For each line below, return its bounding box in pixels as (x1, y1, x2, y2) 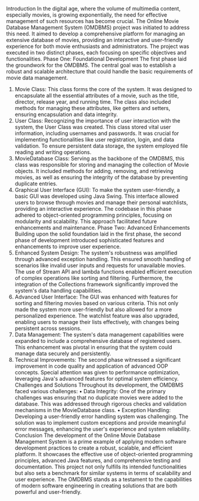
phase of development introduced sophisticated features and (14, 237, 165, 243)
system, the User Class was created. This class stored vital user (14, 124, 171, 130)
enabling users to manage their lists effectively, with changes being (14, 319, 179, 325)
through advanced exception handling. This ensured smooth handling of (14, 256, 191, 262)
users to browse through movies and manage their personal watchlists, (14, 199, 188, 206)
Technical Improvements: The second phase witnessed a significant (14, 357, 181, 363)
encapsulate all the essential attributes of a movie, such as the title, (14, 92, 179, 99)
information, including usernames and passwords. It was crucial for (14, 130, 179, 137)
